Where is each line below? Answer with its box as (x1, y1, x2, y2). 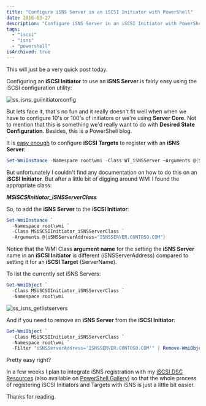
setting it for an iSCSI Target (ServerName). (6, 258, 117, 266)
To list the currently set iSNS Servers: (6, 270, 101, 277)
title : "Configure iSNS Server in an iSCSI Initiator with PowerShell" (6, 9, 193, 15)
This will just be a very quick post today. (6, 66, 108, 73)
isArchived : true (6, 49, 51, 55)
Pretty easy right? (6, 356, 51, 364)
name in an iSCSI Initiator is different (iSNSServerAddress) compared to (6, 252, 189, 259)
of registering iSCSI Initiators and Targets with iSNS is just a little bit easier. (6, 381, 195, 389)
